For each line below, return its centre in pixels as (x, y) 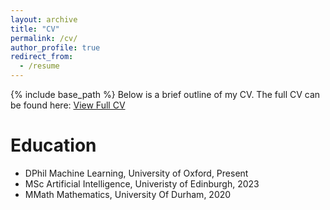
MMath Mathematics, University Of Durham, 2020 (128, 194)
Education (53, 145)
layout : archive (44, 19)
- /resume (39, 66)
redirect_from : (42, 57)
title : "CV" (35, 29)
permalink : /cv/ (44, 38)
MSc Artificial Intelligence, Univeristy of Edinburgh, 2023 (142, 183)
